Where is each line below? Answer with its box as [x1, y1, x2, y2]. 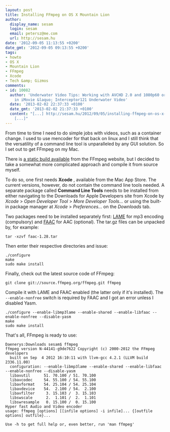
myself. [5, 167, 21, 173]
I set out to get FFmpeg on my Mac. [5, 146, 79, 152]
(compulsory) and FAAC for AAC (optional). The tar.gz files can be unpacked [5, 219, 165, 225]
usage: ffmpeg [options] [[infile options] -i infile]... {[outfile [5, 408, 153, 414]
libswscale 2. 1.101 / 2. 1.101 [10, 395, 96, 400]
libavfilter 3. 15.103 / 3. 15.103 [10, 390, 96, 396]
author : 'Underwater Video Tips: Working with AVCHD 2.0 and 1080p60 [10, 92, 159, 97]
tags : [5, 50, 17, 55]
